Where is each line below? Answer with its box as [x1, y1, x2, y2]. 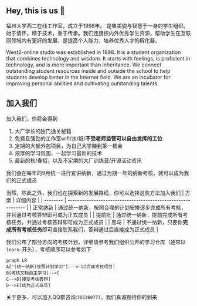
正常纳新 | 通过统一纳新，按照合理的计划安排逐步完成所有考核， [32, 204, 186, 211]
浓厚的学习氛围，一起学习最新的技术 [14, 149, 103, 156]
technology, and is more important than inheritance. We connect [6, 61, 162, 68]
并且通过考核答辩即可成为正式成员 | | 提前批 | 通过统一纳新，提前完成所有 [6, 211, 183, 218]
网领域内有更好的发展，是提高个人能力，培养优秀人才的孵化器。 [6, 36, 160, 44]
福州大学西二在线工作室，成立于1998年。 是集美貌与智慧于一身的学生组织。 [6, 22, 189, 29]
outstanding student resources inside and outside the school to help [6, 67, 171, 74]
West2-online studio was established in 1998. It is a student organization [6, 48, 181, 56]
